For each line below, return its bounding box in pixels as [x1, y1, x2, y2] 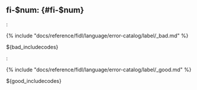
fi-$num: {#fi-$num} [6, 5, 84, 15]
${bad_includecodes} [6, 43, 59, 50]
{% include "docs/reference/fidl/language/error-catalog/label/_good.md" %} [6, 66, 192, 73]
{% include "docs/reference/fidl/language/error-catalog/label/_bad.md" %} [6, 32, 189, 39]
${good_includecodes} [6, 77, 62, 84]
